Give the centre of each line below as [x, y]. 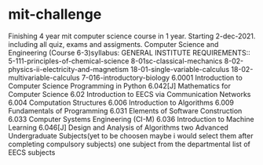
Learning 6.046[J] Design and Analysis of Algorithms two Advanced [119, 127]
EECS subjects [32, 152]
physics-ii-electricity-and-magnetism [69, 69]
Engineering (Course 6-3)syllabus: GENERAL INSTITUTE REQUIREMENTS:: [130, 52]
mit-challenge [55, 14]
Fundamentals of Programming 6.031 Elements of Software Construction [125, 110]
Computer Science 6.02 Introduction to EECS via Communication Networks [130, 94]
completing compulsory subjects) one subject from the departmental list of [130, 144]
